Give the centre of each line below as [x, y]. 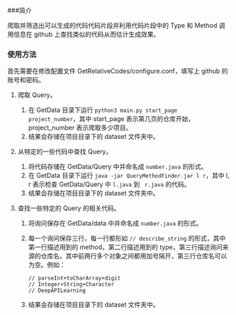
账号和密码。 [26, 80]
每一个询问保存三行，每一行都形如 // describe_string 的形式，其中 [127, 239]
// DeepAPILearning [57, 291]
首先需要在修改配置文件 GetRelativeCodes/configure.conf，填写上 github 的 [118, 71]
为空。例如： [47, 265]
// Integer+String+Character [71, 285]
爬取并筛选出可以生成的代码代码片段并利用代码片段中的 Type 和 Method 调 [116, 25]
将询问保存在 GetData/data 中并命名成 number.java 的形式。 [115, 223]
